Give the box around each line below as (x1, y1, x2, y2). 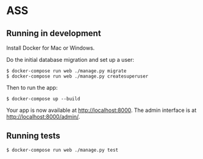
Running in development (6, 28, 102, 39)
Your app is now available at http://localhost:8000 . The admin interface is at (6, 106, 197, 114)
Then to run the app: (6, 84, 58, 91)
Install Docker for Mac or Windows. (6, 44, 95, 51)
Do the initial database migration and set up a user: (6, 56, 134, 63)
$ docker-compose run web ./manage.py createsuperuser (6, 73, 149, 79)
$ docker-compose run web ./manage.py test (6, 147, 119, 153)
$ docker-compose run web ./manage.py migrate (6, 68, 127, 74)
